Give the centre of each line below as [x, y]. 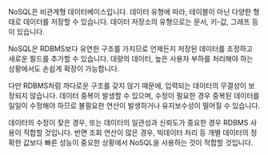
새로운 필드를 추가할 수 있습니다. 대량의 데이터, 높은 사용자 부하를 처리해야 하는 [131, 59]
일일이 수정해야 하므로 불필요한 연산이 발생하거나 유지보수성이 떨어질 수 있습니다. [134, 105]
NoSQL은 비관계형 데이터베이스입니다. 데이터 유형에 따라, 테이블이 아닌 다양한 [130, 12]
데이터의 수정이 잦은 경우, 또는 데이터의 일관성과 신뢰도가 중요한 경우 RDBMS [128, 123]
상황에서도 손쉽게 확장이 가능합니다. [64, 69]
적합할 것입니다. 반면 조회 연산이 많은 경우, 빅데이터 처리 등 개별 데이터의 [136, 133]
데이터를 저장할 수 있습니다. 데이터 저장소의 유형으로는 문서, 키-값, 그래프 [136, 22]
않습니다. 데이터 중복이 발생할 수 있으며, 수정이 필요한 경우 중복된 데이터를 [144, 95]
